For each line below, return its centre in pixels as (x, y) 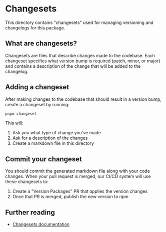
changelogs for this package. (35, 27)
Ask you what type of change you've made (56, 133)
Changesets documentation (41, 225)
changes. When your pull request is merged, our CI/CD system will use (78, 176)
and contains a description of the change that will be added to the (73, 66)
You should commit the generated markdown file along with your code (77, 171)
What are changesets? (41, 44)
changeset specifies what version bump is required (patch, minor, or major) (83, 61)
